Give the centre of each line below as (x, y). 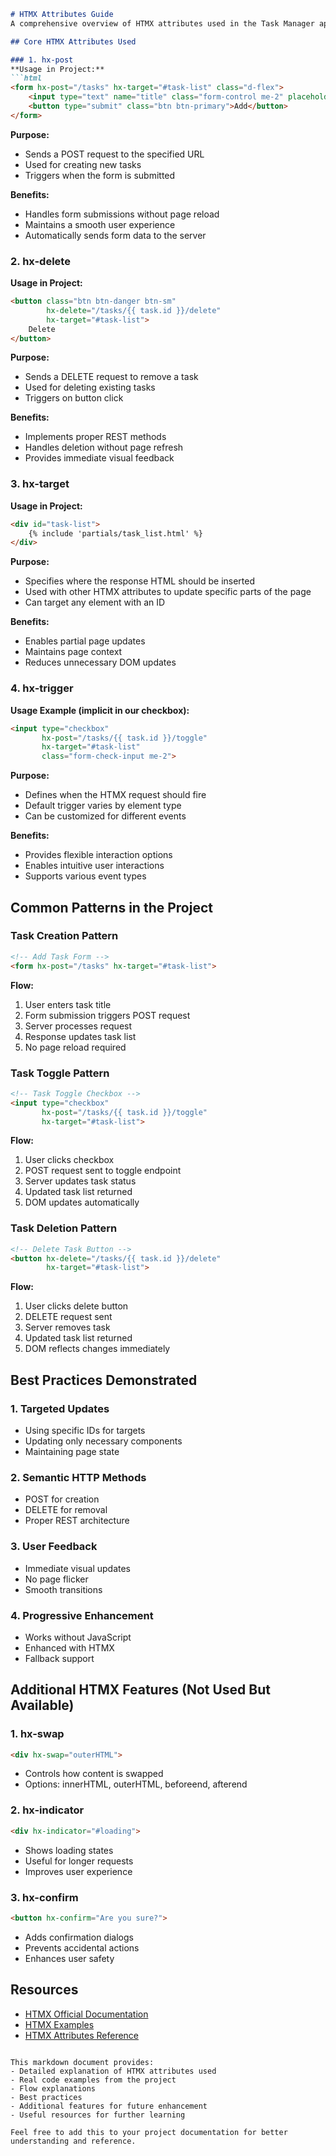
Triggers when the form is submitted (100, 175)
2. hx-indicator (47, 1810)
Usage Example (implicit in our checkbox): (100, 710)
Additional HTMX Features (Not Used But (140, 1690)
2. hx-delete (40, 261)
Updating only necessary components (103, 1441)
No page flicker (56, 1579)
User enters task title (68, 1004)
